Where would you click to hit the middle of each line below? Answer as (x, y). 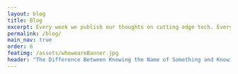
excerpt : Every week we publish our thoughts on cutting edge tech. (110, 27)
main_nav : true (30, 40)
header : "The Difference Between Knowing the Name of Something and (110, 60)
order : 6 (20, 47)
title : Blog (25, 20)
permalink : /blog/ (34, 33)
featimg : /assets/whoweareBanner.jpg (63, 54)
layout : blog (27, 14)
